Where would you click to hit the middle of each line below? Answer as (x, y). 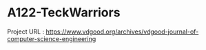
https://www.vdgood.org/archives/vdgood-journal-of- (122, 32)
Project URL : (26, 32)
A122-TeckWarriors (64, 13)
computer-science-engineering (52, 38)
